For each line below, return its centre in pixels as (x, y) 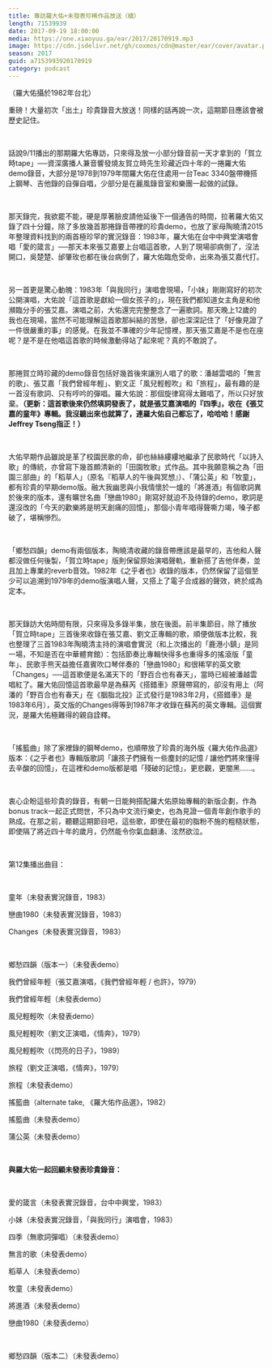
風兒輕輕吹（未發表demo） (53, 1016)
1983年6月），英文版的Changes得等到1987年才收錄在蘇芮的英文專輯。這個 (132, 705)
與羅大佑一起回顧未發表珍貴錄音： (65, 1169)
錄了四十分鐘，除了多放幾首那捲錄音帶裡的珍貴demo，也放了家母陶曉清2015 (136, 226)
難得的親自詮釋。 (86, 714)
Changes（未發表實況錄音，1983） (67, 931)
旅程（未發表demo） (43, 1085)
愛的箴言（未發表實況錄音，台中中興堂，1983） (87, 1202)
